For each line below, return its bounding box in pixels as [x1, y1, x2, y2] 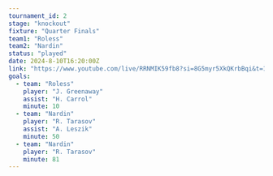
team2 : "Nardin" [8, 42, 63, 50]
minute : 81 [23, 155, 60, 163]
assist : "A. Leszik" [23, 125, 93, 133]
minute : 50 [23, 132, 60, 140]
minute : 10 [23, 102, 60, 110]
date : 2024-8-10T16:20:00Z [8, 58, 100, 66]
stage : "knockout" [8, 19, 71, 28]
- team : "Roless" [15, 79, 75, 88]
